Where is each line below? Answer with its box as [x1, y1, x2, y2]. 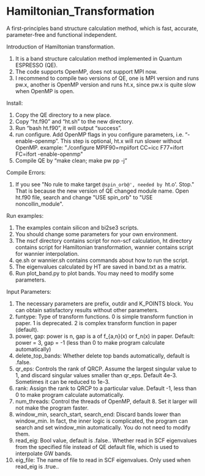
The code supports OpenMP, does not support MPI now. [15, 67, 158, 75]
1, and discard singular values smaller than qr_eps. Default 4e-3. [15, 371, 177, 378]
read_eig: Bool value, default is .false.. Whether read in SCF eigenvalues [15, 437, 197, 444]
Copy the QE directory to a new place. [15, 111, 111, 118]
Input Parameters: [6, 288, 52, 295]
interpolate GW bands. [15, 450, 72, 457]
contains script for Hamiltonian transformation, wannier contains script [15, 244, 194, 251]
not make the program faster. [15, 404, 89, 412]
